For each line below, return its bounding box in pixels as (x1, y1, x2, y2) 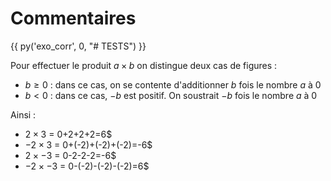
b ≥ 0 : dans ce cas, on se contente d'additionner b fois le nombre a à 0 (24, 78, 322, 91)
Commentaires (10, 7, 137, 30)
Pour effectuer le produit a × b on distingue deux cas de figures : (10, 59, 278, 71)
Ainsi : (10, 108, 37, 121)
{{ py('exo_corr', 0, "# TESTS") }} (10, 40, 147, 52)
